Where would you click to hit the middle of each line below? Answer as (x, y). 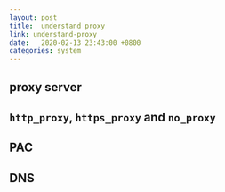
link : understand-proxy (53, 34)
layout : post (33, 17)
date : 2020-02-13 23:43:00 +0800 (75, 42)
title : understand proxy (57, 26)
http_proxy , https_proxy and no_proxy (112, 117)
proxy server (45, 87)
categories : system (45, 51)
